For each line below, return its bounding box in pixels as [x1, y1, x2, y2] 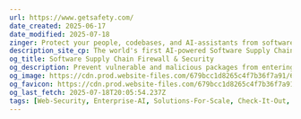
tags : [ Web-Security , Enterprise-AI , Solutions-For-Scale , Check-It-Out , [9, 96, 291, 106]
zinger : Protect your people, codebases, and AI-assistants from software [9, 38, 295, 47]
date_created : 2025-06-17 [9, 21, 106, 30]
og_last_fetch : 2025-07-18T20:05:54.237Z [9, 88, 167, 97]
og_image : [9, 72, 47, 81]
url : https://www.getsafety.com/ [9, 13, 134, 22]
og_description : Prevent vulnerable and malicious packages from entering [9, 64, 295, 72]
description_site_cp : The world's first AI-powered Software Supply [9, 47, 271, 55]
